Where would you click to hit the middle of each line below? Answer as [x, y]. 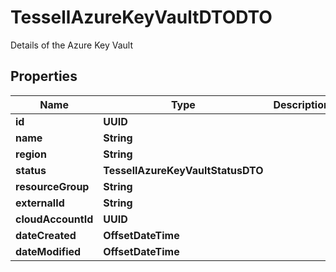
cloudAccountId [54, 219]
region [31, 154]
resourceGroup [52, 186]
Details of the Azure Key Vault [71, 45]
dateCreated [46, 235]
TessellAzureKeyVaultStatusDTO [183, 170]
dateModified [48, 251]
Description [301, 104]
